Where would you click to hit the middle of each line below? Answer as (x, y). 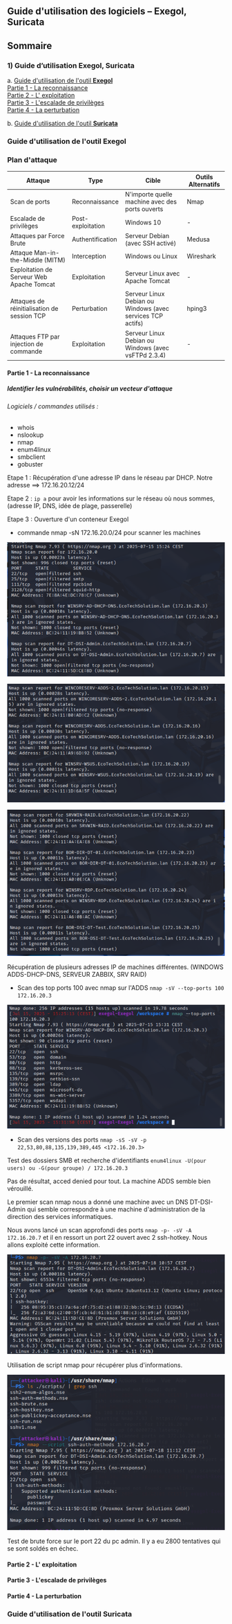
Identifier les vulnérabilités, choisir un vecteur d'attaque (90, 389)
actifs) (134, 323)
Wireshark (201, 256)
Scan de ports (30, 202)
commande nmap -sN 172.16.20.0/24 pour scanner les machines (109, 533)
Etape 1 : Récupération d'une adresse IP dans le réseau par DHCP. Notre (110, 478)
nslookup (30, 435)
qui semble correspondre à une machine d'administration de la (116, 1209)
